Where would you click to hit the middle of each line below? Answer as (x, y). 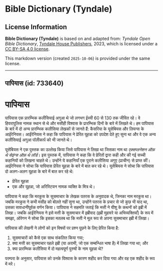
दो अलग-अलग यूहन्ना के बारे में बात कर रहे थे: (39, 172)
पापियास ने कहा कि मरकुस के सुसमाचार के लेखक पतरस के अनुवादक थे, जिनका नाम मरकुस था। (78, 197)
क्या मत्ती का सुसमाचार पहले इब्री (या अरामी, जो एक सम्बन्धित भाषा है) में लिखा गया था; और (80, 243)
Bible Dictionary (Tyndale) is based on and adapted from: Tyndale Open (78, 38)
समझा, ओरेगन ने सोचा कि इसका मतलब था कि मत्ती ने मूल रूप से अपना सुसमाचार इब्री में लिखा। (77, 218)
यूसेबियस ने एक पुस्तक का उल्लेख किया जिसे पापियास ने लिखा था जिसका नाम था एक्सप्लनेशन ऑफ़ (80, 150)
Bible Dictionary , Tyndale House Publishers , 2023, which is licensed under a (81, 44)
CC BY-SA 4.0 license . (27, 49)
